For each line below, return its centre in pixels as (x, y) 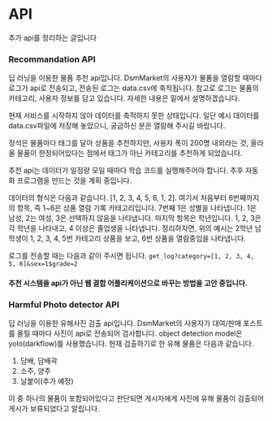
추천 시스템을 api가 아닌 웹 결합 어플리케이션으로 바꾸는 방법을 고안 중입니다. (128, 283)
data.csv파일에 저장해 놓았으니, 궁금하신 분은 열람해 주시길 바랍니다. (117, 126)
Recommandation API (52, 59)
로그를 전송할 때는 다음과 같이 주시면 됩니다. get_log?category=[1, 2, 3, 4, (131, 256)
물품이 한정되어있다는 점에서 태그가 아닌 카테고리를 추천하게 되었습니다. (130, 153)
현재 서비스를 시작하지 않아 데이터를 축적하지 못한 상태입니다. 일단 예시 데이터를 (134, 115)
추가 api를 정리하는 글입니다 (53, 37)
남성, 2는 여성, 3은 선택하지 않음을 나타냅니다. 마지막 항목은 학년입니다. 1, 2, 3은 (135, 218)
